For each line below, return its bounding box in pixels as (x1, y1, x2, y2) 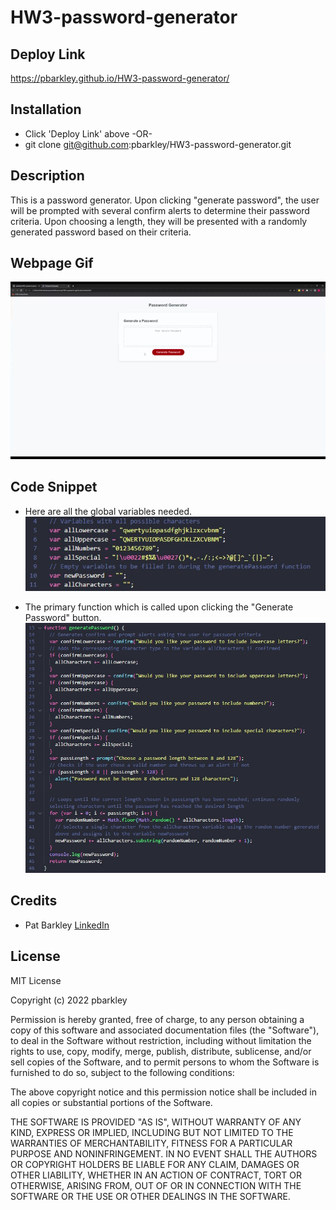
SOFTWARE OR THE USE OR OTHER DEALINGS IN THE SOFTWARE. (10, 1190, 291, 1202)
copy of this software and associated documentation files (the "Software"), (10, 1024, 320, 1036)
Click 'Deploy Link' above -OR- (24, 127, 153, 140)
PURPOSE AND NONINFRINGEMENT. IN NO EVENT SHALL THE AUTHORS (10, 1147, 318, 1160)
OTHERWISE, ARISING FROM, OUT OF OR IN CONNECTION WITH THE (10, 1179, 302, 1191)
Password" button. (24, 612, 102, 624)
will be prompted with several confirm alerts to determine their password (10, 204, 310, 216)
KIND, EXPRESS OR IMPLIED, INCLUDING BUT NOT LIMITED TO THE (10, 1126, 294, 1138)
